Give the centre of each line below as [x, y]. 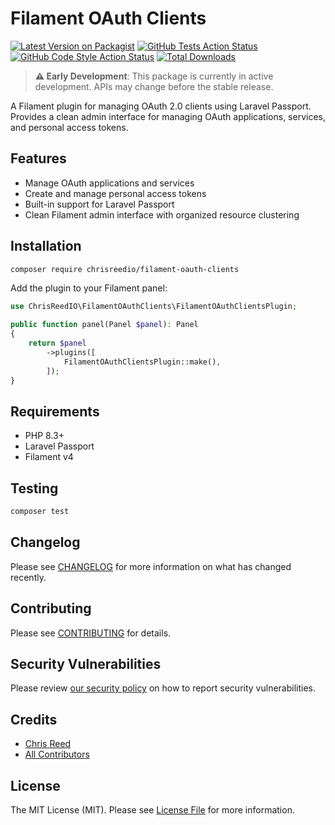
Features [38, 158]
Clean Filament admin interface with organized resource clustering [162, 214]
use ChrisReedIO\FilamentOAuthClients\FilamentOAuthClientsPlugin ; [154, 307]
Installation [46, 246]
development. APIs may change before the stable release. [154, 86]
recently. [28, 577]
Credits [34, 719]
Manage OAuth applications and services [109, 183]
